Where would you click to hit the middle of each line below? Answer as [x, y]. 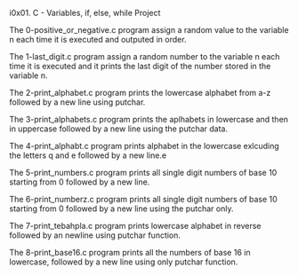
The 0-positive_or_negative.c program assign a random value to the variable [149, 30]
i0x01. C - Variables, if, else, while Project [85, 13]
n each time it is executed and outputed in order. [98, 39]
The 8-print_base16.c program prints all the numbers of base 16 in [130, 252]
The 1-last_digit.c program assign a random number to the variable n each [145, 56]
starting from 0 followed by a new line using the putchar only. [121, 209]
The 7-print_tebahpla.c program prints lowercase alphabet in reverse [135, 226]
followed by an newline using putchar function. [95, 235]
